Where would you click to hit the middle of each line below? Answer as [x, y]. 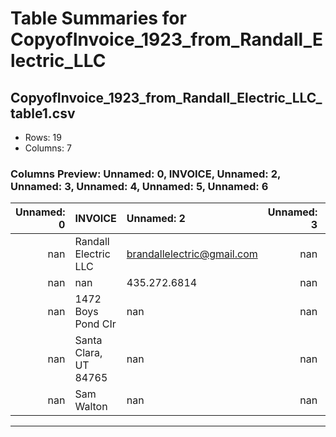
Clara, [88, 353]
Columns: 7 [48, 148]
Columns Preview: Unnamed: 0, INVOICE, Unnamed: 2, [145, 174]
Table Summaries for [98, 18]
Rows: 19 [43, 137]
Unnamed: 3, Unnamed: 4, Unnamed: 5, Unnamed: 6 [139, 186]
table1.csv [43, 113]
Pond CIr [95, 324]
